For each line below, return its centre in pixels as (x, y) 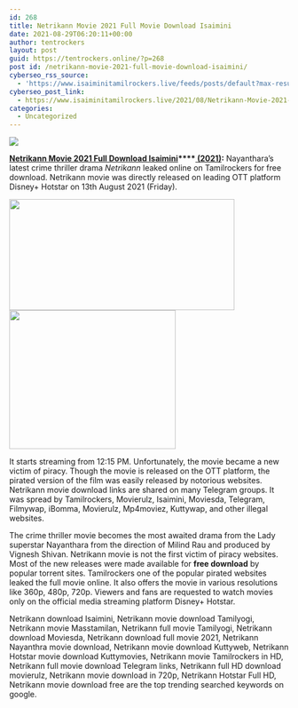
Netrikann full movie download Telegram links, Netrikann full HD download (145, 666)
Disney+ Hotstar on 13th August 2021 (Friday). (93, 187)
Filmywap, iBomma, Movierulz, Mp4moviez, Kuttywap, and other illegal (139, 509)
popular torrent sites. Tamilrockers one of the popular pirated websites (138, 573)
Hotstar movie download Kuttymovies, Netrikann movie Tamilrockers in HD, (146, 656)
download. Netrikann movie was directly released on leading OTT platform (145, 178)
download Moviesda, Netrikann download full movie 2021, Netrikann (134, 638)
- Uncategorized (47, 116)
